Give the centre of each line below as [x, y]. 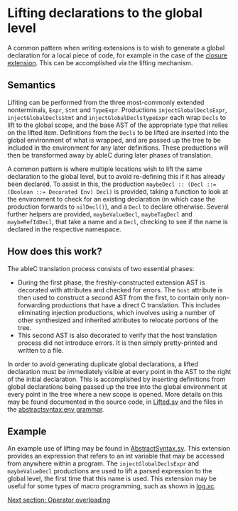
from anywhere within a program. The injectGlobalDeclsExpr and [103, 463]
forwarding [34, 305]
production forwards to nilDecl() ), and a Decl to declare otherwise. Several [118, 207]
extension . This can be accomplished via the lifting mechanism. [100, 62]
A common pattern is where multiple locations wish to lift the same [105, 169]
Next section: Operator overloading [59, 500]
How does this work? [55, 252]
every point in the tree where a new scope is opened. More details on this [115, 394]
